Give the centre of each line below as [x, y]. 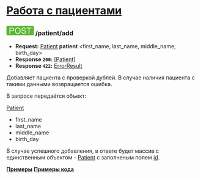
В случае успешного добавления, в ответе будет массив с [83, 151]
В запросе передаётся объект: [46, 96]
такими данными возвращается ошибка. [59, 84]
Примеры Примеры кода [40, 169]
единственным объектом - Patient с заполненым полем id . [83, 158]
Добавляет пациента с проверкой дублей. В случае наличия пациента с [101, 78]
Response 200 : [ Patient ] [45, 59]
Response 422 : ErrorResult [49, 66]
